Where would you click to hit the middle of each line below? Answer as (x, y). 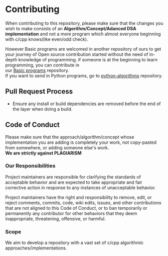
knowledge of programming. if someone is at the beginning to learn (88, 59)
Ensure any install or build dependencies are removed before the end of (87, 104)
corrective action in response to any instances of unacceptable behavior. (80, 188)
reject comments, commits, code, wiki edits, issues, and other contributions (83, 203)
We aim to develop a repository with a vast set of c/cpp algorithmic (74, 243)
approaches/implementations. (36, 248)
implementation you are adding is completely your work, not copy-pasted (81, 142)
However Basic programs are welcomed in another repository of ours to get (83, 49)
